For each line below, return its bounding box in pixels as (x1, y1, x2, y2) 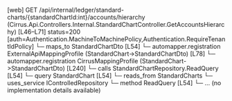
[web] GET (7, 6, 38, 14)
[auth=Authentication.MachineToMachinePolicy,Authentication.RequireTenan (7, 35, 226, 43)
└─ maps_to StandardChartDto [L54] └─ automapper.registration (35, 43, 221, 50)
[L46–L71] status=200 (17, 27, 81, 36)
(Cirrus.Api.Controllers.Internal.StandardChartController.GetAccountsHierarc (7, 21, 225, 28)
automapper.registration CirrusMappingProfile (7, 57, 139, 65)
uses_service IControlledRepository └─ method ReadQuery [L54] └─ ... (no (7, 79, 222, 87)
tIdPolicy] (7, 43, 35, 50)
